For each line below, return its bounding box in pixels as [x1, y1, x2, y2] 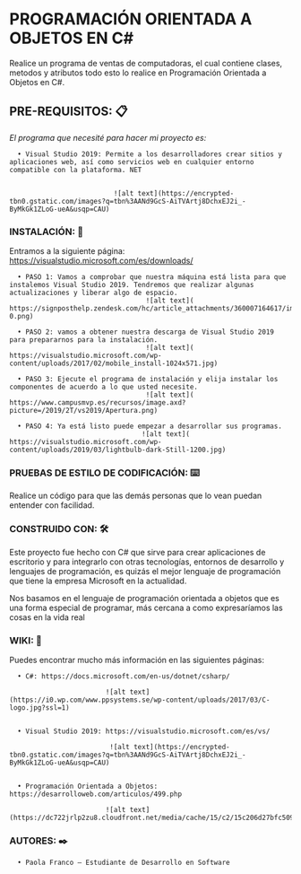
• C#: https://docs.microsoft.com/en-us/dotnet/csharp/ [17, 671, 230, 681]
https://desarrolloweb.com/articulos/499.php [9, 790, 182, 799]
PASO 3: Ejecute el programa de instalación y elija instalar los [25, 375, 279, 384]
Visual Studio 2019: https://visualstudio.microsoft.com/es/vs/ [25, 727, 271, 736]
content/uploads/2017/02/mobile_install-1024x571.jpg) [9, 359, 219, 368]
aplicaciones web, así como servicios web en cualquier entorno [9, 157, 254, 166]
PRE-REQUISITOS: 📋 [9, 104, 128, 119]
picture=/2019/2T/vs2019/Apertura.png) [9, 406, 159, 415]
